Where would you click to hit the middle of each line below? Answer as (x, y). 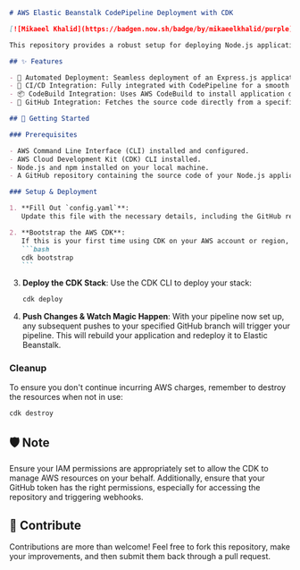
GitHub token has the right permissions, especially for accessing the (135, 488)
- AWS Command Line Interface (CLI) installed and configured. (129, 151)
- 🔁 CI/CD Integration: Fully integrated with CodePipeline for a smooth (150, 86)
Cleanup (28, 369)
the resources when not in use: (66, 397)
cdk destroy (31, 413)
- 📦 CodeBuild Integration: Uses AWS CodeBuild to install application (147, 94)
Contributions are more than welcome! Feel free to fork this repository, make (150, 547)
